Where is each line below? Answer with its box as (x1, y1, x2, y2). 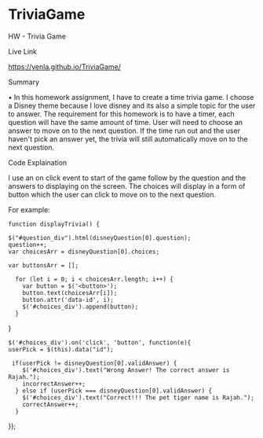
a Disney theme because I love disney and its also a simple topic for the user (8, 101, 256, 110)
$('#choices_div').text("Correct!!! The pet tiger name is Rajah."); (22, 393, 255, 402)
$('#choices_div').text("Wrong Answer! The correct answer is (22, 366, 230, 374)
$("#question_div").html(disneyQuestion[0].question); (8, 234, 192, 241)
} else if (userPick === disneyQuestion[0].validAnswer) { (15, 387, 213, 395)
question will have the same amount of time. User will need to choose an (8, 117, 243, 127)
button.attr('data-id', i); (22, 296, 114, 304)
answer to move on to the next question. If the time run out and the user (8, 126, 241, 135)
